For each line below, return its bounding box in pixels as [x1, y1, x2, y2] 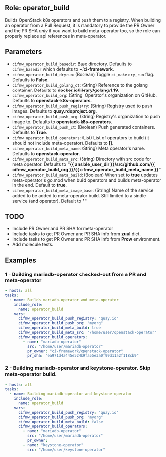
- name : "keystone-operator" [23, 442, 83, 447]
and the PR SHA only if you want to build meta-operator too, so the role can [5, 27, 160, 34]
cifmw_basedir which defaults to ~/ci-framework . [12, 66, 114, 72]
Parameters [5, 47, 42, 56]
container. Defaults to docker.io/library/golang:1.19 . [12, 87, 120, 93]
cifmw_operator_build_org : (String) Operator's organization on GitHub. [12, 92, 157, 98]
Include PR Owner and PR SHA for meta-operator [12, 226, 113, 232]
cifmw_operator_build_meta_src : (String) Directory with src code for [12, 156, 152, 162]
